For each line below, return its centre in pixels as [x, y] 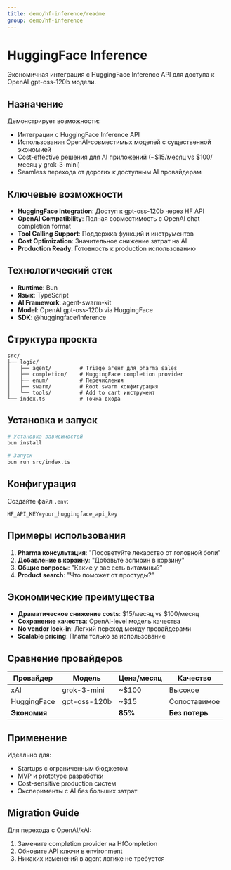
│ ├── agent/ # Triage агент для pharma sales [92, 368]
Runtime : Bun [38, 287]
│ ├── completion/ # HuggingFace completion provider [95, 374]
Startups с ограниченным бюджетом [73, 769]
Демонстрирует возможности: [54, 121]
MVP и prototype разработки [60, 776]
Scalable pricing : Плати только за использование [92, 636]
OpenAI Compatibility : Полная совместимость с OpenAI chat [108, 219]
